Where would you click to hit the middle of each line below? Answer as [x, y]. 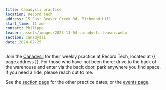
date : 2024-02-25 [23, 42]
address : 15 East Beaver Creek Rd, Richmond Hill [58, 19]
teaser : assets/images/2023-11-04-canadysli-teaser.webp [66, 33]
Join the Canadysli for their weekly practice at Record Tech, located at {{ [80, 56]
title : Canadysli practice [33, 10]
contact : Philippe [24, 28]
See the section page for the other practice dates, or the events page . [77, 82]
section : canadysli [26, 38]
